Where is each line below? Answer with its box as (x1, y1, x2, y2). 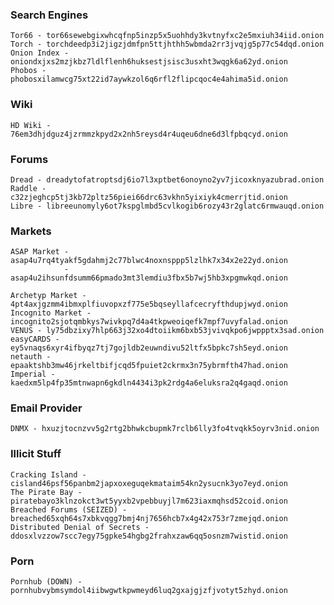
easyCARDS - (10, 334, 60, 345)
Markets (10, 224, 52, 238)
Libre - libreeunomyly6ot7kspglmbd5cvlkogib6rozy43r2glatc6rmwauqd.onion (10, 201, 325, 211)
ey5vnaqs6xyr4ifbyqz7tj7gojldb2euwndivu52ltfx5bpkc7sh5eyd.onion (10, 343, 288, 353)
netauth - (10, 352, 52, 362)
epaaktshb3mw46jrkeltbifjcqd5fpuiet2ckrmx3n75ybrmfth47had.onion (10, 361, 288, 371)
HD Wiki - (10, 120, 52, 130)
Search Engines (10, 8, 89, 22)
